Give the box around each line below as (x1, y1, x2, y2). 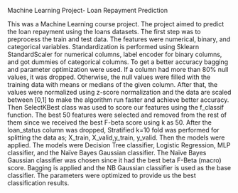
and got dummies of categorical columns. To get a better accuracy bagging (7, 58, 229, 66)
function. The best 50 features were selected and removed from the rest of (7, 110, 227, 119)
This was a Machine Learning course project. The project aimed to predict (7, 20, 225, 28)
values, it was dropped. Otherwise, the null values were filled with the (7, 73, 211, 81)
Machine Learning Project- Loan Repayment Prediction (7, 6, 168, 14)
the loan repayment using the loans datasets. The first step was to (7, 28, 201, 36)
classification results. (7, 179, 70, 187)
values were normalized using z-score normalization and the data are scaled (7, 88, 232, 96)
